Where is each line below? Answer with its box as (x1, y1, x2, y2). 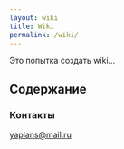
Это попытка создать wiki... (9, 55, 116, 66)
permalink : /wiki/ (9, 30, 79, 39)
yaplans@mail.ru (9, 129, 72, 141)
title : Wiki (9, 22, 54, 31)
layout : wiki (9, 13, 59, 23)
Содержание (9, 81, 88, 96)
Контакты (9, 108, 56, 121)
